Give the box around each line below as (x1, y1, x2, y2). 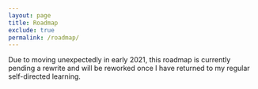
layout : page (8, 11, 51, 20)
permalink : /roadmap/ (8, 33, 80, 42)
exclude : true (8, 26, 55, 34)
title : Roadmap (8, 19, 59, 27)
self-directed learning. (8, 72, 82, 81)
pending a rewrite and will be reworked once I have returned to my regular (8, 64, 251, 73)
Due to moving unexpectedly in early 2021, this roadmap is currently (8, 55, 231, 65)
